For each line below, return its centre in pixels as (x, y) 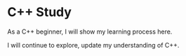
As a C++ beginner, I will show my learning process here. (90, 31)
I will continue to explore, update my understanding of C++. (93, 45)
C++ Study (40, 12)
